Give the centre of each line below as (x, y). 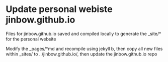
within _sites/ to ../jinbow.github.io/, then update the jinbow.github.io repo (81, 54)
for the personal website (31, 39)
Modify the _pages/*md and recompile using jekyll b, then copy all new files (84, 48)
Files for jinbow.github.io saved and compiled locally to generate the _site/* (83, 33)
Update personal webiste (59, 9)
